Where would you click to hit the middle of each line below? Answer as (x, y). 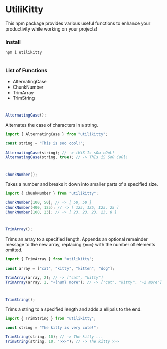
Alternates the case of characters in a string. (52, 125)
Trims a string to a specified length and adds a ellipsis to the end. (74, 309)
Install (13, 42)
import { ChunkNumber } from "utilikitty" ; (52, 194)
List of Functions (26, 71)
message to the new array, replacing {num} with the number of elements (80, 244)
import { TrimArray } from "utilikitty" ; (50, 259)
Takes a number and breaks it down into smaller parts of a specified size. (82, 184)
